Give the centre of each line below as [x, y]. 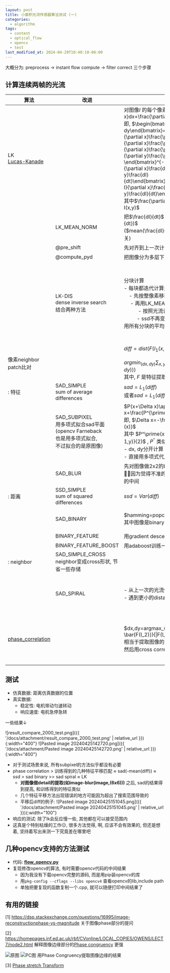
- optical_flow [26, 38]
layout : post [19, 10]
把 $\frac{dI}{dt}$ [144, 217]
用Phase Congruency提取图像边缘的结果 [79, 955]
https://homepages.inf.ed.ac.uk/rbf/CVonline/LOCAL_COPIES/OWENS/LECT [84, 939]
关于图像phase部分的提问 [107, 923]
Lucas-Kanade [26, 161]
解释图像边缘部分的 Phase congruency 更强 [79, 945]
